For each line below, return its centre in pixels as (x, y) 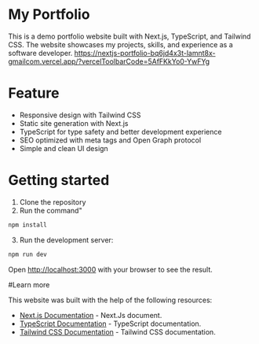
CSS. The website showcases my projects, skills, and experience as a (120, 44)
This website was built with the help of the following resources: (110, 300)
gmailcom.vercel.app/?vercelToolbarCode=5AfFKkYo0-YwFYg (109, 61)
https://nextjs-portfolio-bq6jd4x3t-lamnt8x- (145, 53)
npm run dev (27, 254)
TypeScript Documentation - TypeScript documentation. (110, 324)
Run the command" (51, 210)
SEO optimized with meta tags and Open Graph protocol (110, 140)
